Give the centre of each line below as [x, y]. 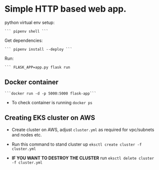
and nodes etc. [27, 134]
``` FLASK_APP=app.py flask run [37, 67]
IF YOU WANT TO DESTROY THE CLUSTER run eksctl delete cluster [83, 158]
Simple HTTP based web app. [66, 9]
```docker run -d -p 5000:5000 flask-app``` [50, 94]
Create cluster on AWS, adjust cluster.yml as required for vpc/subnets [83, 130]
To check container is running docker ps [52, 102]
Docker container [32, 82]
